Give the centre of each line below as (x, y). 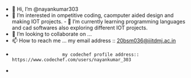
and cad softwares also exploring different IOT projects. (80, 28)
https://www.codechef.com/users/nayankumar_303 (71, 60)
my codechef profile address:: (101, 55)
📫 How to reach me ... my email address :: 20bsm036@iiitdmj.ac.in (94, 40)
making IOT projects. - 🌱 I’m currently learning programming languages (98, 21)
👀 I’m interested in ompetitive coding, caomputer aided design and (93, 15)
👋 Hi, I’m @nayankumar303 (45, 9)
